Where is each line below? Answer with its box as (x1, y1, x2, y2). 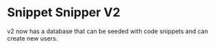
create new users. (7, 34, 58, 42)
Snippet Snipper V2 (7, 5, 121, 20)
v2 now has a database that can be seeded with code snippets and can (7, 27, 209, 35)
